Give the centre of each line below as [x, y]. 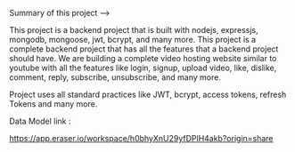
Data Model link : [40, 121]
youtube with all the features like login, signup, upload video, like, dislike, [143, 68]
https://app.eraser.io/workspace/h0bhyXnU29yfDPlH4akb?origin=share [141, 138]
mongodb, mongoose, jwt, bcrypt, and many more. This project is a [133, 40]
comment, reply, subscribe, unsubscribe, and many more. [115, 77]
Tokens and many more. [53, 104]
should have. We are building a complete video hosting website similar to [143, 58]
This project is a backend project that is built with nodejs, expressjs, [134, 30]
